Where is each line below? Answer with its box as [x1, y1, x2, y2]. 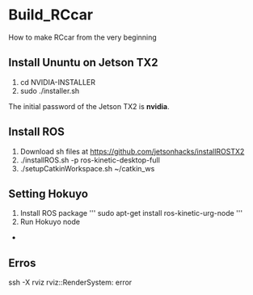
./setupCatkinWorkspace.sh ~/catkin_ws [19, 163, 155, 173]
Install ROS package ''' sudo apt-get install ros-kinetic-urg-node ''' [19, 209, 243, 218]
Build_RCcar [8, 6, 94, 24]
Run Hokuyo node [19, 217, 81, 227]
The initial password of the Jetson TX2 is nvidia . [8, 101, 170, 111]
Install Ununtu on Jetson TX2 [8, 56, 159, 70]
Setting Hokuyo [8, 187, 89, 200]
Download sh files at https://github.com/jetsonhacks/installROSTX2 [19, 146, 245, 156]
